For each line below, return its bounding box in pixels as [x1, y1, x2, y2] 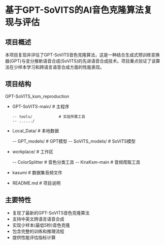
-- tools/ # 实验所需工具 [12, 114, 85, 119]
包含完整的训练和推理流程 [12, 228, 65, 234]
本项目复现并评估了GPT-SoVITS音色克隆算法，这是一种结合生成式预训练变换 [5, 52, 160, 58]
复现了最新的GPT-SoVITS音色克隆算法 [12, 210, 90, 215]
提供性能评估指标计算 [12, 234, 56, 240]
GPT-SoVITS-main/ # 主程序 [12, 103, 69, 109]
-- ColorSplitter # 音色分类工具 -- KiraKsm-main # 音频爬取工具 [12, 159, 140, 165]
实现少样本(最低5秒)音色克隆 [12, 222, 70, 228]
